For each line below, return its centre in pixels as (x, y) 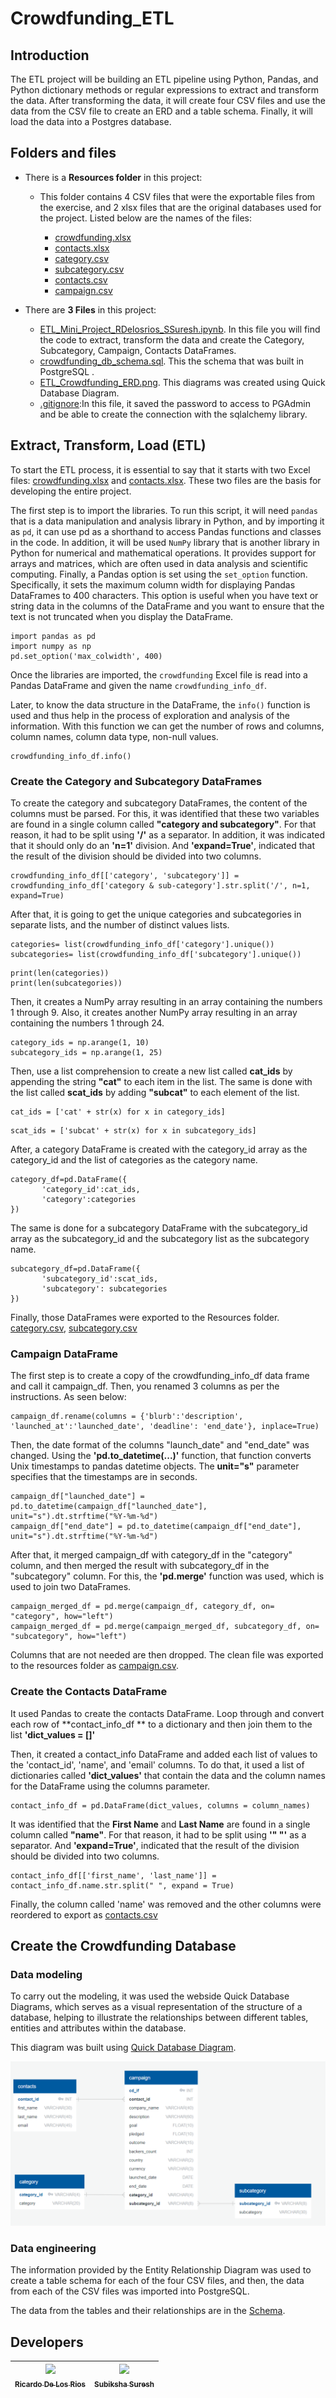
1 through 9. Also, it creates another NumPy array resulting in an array (154, 1012)
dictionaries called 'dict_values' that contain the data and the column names (168, 1775)
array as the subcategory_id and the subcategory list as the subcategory (160, 1238)
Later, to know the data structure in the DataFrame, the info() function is (160, 704)
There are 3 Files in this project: (90, 309)
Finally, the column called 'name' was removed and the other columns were (166, 1904)
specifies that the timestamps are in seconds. (104, 1477)
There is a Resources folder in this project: (113, 177)
